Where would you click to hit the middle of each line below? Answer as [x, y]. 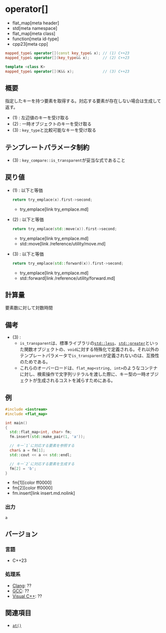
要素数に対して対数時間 [29, 308]
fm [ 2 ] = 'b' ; [23, 469]
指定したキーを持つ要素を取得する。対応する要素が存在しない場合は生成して [83, 101]
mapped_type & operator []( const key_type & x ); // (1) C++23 [67, 53]
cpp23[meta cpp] [30, 44]
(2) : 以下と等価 [28, 219]
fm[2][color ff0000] [32, 488]
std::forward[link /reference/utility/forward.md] [67, 278]
